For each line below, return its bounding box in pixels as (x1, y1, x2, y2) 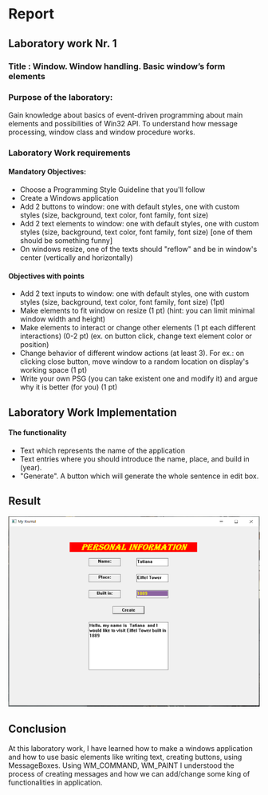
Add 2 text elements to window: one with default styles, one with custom (19, 218, 259, 228)
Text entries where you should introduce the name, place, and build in (19, 453, 250, 464)
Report (8, 5, 54, 23)
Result (8, 494, 41, 508)
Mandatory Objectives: (8, 167, 86, 177)
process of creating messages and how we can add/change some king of (8, 769, 250, 778)
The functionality (8, 428, 67, 437)
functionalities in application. (8, 777, 103, 787)
